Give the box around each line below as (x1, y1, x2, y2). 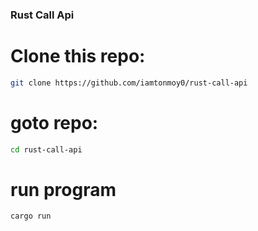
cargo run (10, 211, 52, 222)
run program (10, 178, 117, 201)
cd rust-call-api (10, 144, 83, 155)
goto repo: (10, 111, 99, 134)
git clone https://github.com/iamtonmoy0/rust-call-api (10, 78, 248, 88)
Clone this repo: (10, 45, 146, 68)
